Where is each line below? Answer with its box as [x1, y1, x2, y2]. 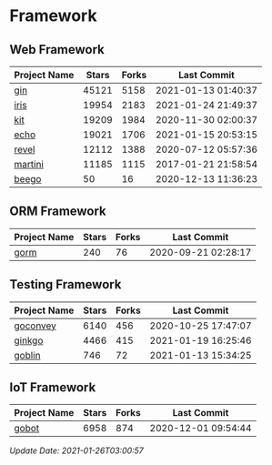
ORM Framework [9, 204, 106, 219]
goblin [14, 349, 41, 361]
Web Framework [9, 42, 105, 57]
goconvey [14, 319, 57, 332]
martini [14, 158, 44, 170]
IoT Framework [9, 379, 96, 396]
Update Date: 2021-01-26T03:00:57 [9, 445, 144, 456]
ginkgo [14, 334, 44, 347]
